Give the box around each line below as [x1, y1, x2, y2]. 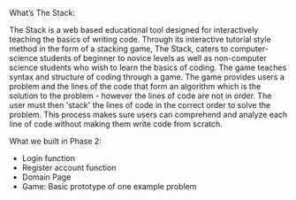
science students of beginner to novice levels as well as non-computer [9, 53, 267, 63]
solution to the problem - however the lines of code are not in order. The [9, 90, 272, 101]
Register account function [21, 163, 117, 173]
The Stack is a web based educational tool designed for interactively [9, 25, 259, 35]
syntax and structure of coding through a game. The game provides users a [9, 72, 285, 82]
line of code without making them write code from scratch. [9, 119, 223, 129]
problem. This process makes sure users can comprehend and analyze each [9, 110, 288, 119]
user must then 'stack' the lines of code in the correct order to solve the [9, 100, 271, 110]
